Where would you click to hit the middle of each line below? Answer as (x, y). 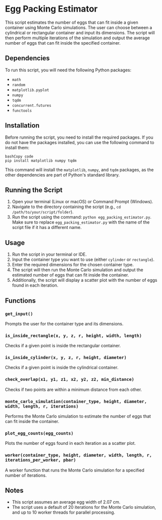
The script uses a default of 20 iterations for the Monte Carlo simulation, (84, 507)
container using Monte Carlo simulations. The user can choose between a (79, 27)
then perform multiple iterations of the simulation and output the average (77, 38)
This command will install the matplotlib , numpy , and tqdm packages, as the (79, 170)
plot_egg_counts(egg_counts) (39, 433)
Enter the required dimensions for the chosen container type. (73, 265)
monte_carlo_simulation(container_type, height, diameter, (76, 401)
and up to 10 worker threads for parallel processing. (63, 512)
